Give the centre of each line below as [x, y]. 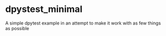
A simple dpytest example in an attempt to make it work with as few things [83, 23]
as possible [17, 28]
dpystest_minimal [44, 9]
